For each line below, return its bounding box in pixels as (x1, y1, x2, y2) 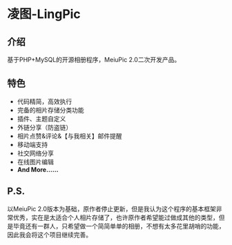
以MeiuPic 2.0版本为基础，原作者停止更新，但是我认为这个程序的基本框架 (7, 204, 216, 213)
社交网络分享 (17, 149, 54, 157)
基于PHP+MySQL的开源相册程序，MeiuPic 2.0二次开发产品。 (7, 56, 181, 63)
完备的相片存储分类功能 (17, 106, 84, 114)
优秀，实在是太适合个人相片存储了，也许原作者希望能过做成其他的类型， (12, 213, 219, 222)
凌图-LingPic (7, 6, 81, 22)
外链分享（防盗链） (17, 123, 72, 131)
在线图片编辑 (17, 157, 54, 166)
